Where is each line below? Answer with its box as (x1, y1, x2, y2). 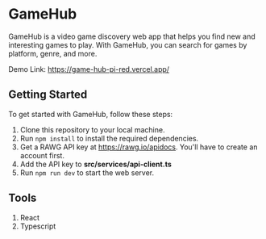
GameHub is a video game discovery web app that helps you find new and (8, 31, 256, 41)
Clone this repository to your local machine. (19, 124, 165, 134)
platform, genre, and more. (8, 48, 98, 58)
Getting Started (8, 88, 88, 102)
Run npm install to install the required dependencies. (19, 133, 199, 143)
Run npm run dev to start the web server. (19, 167, 155, 178)
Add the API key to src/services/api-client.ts (19, 159, 172, 169)
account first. (19, 150, 64, 160)
